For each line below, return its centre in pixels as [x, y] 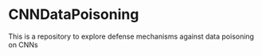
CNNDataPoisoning [74, 15]
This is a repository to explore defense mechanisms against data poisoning [131, 36]
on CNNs [23, 44]
